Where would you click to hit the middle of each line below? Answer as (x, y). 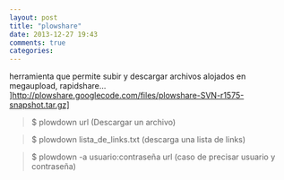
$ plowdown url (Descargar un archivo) (103, 123)
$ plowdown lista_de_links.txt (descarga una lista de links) (138, 140)
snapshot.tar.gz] (39, 105)
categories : (31, 51)
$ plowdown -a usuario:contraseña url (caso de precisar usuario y (153, 157)
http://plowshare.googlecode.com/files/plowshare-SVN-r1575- (128, 96)
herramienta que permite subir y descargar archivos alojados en (128, 76)
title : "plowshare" (46, 26)
